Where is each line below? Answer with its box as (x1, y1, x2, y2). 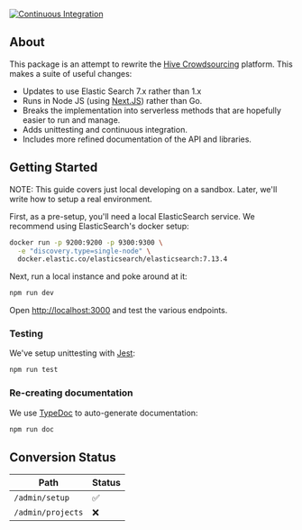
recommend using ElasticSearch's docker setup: (9, 220, 189, 231)
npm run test (9, 366, 59, 375)
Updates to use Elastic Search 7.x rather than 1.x (22, 86, 202, 97)
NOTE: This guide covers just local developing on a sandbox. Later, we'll (9, 183, 278, 194)
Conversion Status (9, 450, 117, 465)
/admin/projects (14, 507, 84, 518)
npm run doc (9, 424, 54, 433)
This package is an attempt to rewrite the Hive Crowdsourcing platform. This (9, 59, 293, 70)
